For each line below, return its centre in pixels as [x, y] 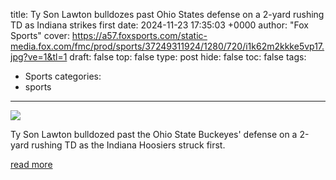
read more [31, 164]
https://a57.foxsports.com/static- [139, 35]
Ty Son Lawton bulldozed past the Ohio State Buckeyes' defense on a [154, 134]
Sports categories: [63, 76]
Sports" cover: [40, 35]
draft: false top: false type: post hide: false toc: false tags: [188, 57]
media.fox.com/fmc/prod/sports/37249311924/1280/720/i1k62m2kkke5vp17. [167, 46]
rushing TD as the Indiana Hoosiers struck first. [128, 145]
